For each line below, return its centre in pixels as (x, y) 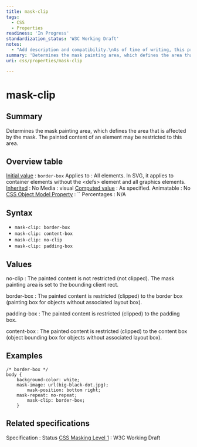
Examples (24, 356)
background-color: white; (48, 379)
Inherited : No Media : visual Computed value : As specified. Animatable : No (98, 188)
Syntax (19, 213)
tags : (13, 17)
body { (14, 374)
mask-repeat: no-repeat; (47, 395)
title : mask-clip (27, 11)
